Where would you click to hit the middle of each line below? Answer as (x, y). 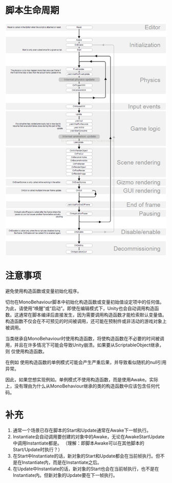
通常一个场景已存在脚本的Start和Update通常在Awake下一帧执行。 (82, 430)
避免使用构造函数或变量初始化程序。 (44, 291)
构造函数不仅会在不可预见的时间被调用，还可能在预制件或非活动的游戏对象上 (86, 321)
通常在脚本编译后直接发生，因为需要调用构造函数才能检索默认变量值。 (93, 315)
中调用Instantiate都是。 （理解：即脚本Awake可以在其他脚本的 (78, 443)
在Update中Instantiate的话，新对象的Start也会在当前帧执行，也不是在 (86, 469)
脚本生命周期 (33, 11)
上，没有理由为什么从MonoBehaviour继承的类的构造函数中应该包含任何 (80, 386)
